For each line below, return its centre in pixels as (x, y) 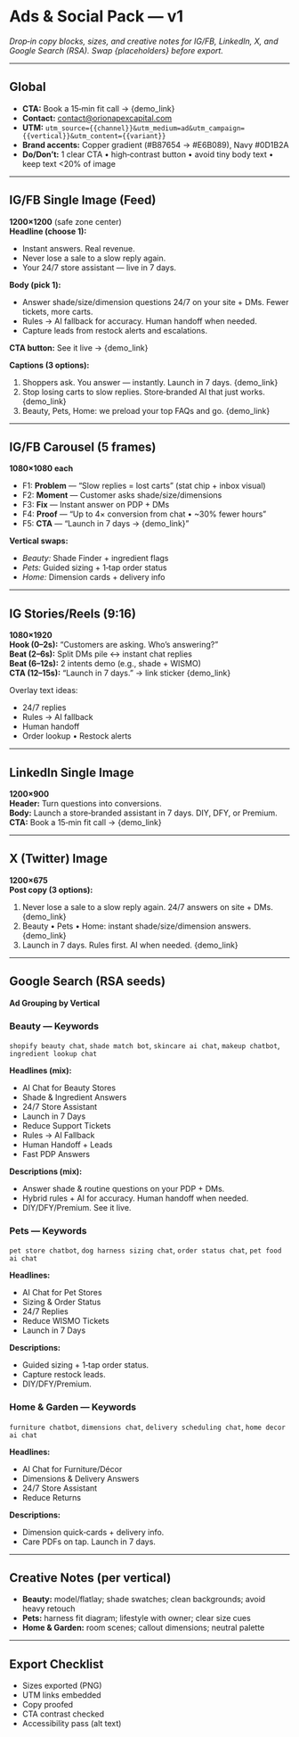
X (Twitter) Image (59, 859)
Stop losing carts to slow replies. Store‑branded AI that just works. (143, 392)
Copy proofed (48, 1705)
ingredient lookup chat (53, 1054)
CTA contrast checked (63, 1714)
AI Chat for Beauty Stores (69, 1088)
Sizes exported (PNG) (62, 1686)
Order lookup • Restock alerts (77, 736)
